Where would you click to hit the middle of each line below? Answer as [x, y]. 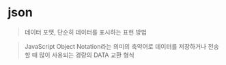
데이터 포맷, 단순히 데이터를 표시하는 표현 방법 [86, 32]
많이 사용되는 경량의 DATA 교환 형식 [87, 55]
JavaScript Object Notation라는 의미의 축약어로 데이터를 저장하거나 [115, 46]
